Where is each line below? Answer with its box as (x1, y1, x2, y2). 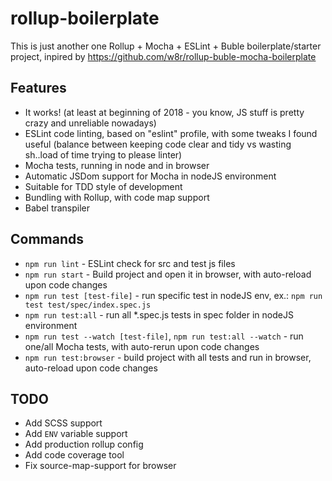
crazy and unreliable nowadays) (24, 117, 157, 129)
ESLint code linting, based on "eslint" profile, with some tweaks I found (24, 127, 318, 139)
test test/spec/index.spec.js (24, 300, 152, 310)
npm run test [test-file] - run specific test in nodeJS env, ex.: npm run (24, 289, 323, 301)
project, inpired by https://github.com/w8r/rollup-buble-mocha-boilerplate (10, 50, 317, 62)
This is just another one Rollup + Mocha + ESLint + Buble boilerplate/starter (10, 40, 322, 52)
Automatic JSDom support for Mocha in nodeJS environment (24, 170, 277, 182)
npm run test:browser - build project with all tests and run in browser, (24, 351, 312, 363)
